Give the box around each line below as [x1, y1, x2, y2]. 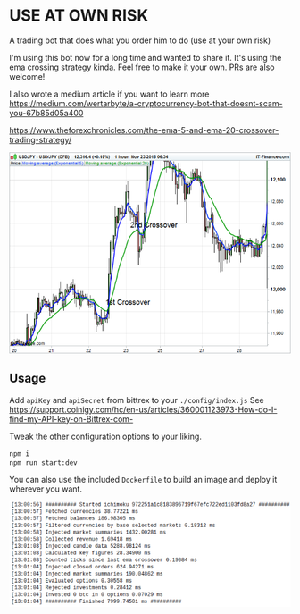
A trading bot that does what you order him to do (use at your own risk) [9, 35, 271, 46]
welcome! [9, 71, 46, 81]
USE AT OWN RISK [9, 5, 149, 26]
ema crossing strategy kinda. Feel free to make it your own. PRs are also [9, 62, 275, 72]
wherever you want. [9, 484, 83, 494]
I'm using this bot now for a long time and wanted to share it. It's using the [9, 52, 282, 63]
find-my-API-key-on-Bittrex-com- [9, 413, 134, 425]
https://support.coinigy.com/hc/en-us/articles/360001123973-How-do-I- [9, 404, 278, 415]
